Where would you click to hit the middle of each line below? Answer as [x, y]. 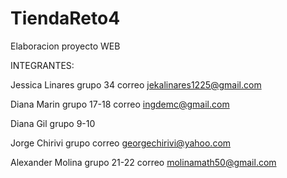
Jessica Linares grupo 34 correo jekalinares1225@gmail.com [136, 84]
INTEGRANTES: [42, 65]
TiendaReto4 [65, 18]
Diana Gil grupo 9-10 [53, 123]
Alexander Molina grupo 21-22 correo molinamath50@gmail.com [143, 162]
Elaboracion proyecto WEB [65, 46]
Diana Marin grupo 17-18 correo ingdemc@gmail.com [120, 104]
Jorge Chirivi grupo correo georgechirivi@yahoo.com [121, 143]
